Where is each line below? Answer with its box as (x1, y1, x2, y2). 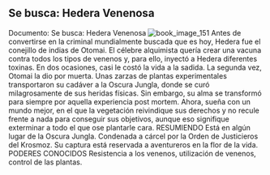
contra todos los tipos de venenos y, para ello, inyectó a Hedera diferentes (8, 53, 258, 63)
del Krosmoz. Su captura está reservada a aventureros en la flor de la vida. (8, 139, 259, 149)
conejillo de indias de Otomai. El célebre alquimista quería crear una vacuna (8, 45, 262, 55)
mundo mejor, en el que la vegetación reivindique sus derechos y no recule (8, 105, 259, 115)
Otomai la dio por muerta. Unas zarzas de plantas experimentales (8, 70, 227, 80)
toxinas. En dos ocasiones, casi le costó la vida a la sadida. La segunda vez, (8, 62, 262, 72)
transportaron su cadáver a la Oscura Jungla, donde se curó (8, 79, 210, 89)
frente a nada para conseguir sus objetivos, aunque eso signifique (8, 113, 229, 124)
